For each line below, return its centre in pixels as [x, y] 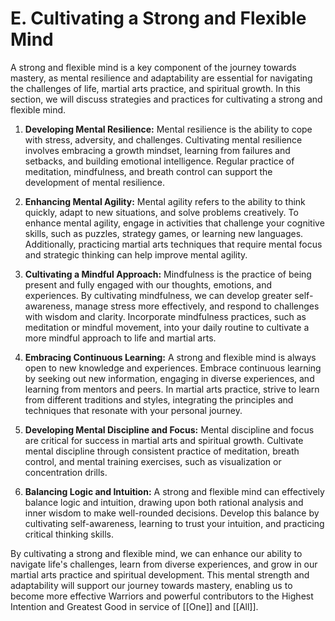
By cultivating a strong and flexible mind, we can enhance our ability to [156, 553]
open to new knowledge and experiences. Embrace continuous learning [173, 368]
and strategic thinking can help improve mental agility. [136, 254]
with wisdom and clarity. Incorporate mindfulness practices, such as [165, 316]
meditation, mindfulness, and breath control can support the [148, 171]
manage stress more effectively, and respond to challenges [197, 306]
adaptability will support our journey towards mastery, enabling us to [151, 585]
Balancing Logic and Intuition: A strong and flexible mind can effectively [174, 491]
